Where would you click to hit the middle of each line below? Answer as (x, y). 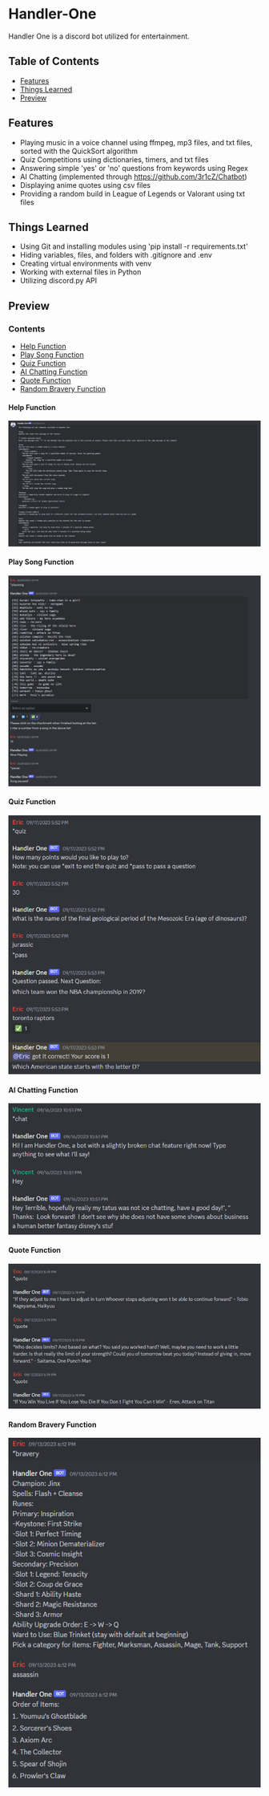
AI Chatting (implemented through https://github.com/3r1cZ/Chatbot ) (133, 177)
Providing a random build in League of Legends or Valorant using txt (132, 193)
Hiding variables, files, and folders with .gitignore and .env (116, 255)
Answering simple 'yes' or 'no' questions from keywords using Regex (134, 168)
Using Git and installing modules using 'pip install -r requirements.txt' (134, 246)
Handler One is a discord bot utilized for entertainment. (99, 36)
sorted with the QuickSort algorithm (79, 151)
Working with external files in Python (80, 272)
